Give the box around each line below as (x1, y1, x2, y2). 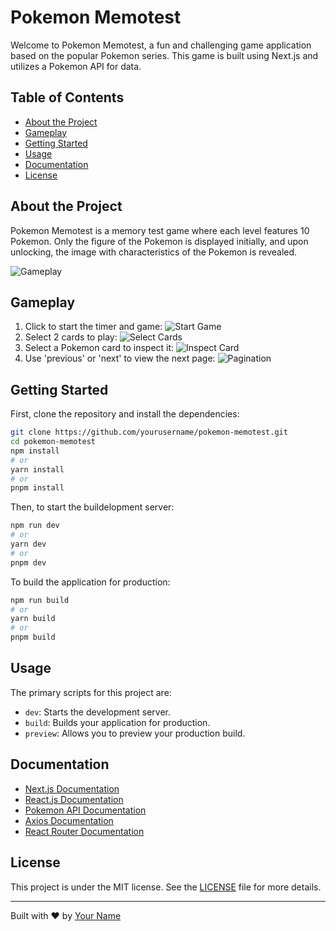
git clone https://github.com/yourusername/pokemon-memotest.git (10, 427, 288, 438)
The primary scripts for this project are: (10, 686, 172, 698)
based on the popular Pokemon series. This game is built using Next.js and (10, 49, 319, 61)
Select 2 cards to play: (24, 331, 118, 343)
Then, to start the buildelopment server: (10, 501, 175, 513)
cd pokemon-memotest (10, 437, 97, 447)
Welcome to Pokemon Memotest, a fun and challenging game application (10, 39, 312, 51)
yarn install (10, 464, 65, 475)
